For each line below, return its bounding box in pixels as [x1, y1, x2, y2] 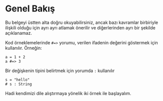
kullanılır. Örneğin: [5, 45, 42, 51]
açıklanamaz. [5, 30, 32, 36]
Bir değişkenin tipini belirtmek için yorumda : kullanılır [5, 68, 115, 74]
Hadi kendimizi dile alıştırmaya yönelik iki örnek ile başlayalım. [5, 90, 131, 96]
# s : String [5, 82, 32, 87]
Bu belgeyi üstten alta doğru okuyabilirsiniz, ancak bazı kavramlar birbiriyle [5, 19, 159, 25]
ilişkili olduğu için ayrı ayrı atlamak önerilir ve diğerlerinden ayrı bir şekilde [5, 24, 156, 30]
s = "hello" [5, 77, 30, 82]
